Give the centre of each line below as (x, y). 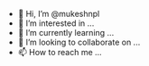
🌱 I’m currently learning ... (66, 33)
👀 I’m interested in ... (56, 23)
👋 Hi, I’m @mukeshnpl (59, 14)
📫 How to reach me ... (60, 52)
